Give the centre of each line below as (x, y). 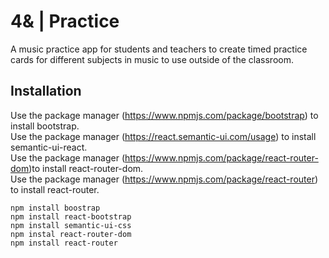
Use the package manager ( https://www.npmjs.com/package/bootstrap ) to (164, 115)
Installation (46, 91)
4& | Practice (65, 21)
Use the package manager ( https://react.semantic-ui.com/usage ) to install (163, 136)
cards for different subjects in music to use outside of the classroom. (152, 59)
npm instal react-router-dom (71, 234)
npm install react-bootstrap (71, 216)
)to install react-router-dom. (86, 168)
